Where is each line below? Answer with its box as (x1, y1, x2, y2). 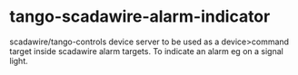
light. (9, 55, 29, 66)
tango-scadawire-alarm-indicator (9, 6, 271, 27)
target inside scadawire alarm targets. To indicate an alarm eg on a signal (9, 45, 283, 56)
